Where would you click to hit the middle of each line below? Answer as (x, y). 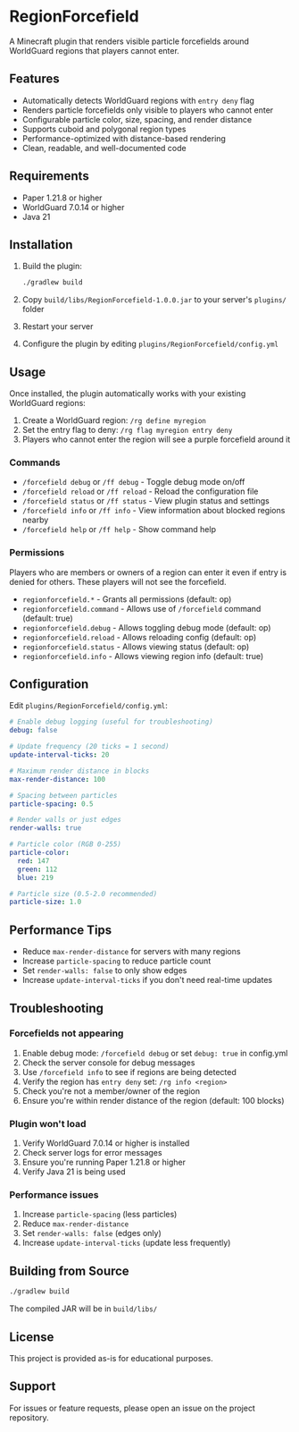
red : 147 (33, 860)
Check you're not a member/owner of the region (111, 1091)
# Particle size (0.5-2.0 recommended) (83, 894)
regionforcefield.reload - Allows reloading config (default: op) (139, 637)
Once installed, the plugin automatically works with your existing (128, 394)
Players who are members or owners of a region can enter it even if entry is (148, 572)
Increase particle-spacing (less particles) (100, 1215)
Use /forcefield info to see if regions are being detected (129, 1072)
